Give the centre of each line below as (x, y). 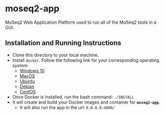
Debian (27, 86)
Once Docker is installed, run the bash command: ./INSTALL (73, 97)
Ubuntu (27, 81)
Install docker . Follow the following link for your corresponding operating (86, 60)
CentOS (28, 91)
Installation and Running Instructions (63, 43)
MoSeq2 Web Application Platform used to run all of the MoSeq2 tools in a (81, 22)
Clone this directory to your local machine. (55, 55)
